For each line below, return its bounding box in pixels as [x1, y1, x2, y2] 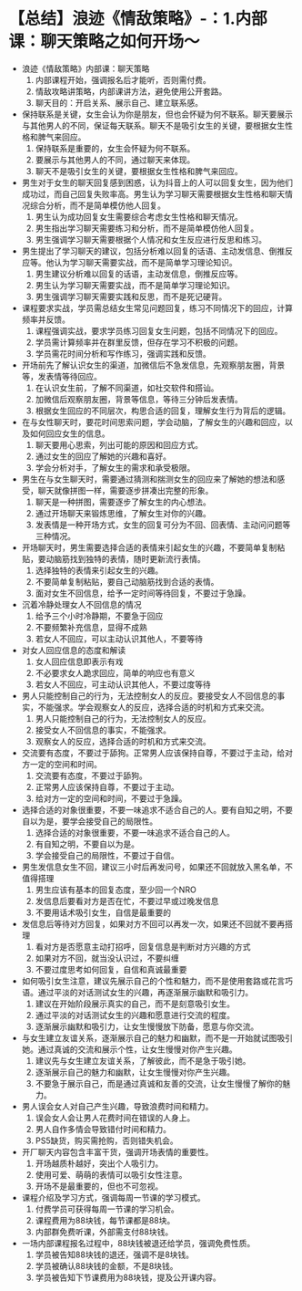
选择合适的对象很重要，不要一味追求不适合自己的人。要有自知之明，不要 [21, 804, 293, 815]
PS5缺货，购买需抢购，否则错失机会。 [35, 1135, 178, 1146]
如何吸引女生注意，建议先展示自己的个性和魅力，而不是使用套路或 [21, 975, 269, 986]
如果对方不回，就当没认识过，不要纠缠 [35, 953, 179, 963]
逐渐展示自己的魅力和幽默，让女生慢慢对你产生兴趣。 [35, 1067, 236, 1078]
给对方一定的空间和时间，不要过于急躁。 [35, 793, 187, 804]
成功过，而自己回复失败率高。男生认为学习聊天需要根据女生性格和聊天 [21, 188, 286, 199]
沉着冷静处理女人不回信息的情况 [21, 599, 142, 609]
